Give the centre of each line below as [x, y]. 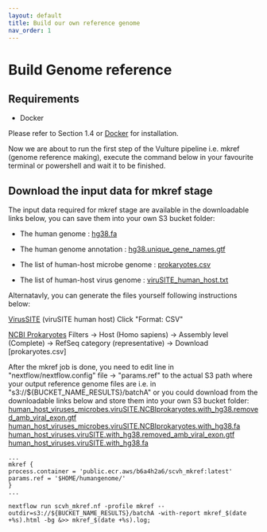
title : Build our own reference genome [74, 23]
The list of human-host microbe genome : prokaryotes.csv [115, 265]
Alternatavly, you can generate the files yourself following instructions [123, 296]
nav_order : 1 [30, 30]
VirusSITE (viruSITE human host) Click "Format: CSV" [96, 320]
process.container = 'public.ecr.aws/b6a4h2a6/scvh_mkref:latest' [120, 472]
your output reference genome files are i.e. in [82, 384]
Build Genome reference [90, 70]
